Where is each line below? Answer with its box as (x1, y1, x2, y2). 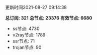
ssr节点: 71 (12, 38, 35, 44)
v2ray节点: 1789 (12, 32, 46, 37)
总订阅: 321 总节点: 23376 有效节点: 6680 (5, 15, 92, 21)
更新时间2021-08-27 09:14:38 (5, 4, 67, 10)
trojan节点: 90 (12, 44, 42, 50)
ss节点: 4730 (12, 25, 40, 31)
